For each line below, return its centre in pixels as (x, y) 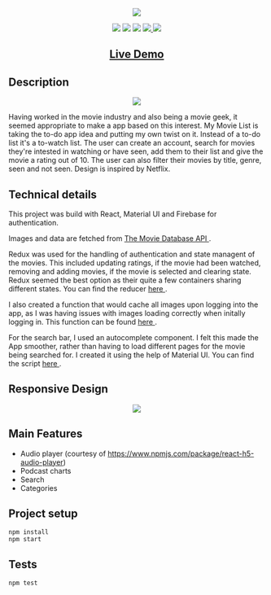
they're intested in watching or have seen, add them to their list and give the (136, 151)
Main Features (46, 434)
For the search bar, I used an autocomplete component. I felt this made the (133, 338)
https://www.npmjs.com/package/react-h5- (181, 453)
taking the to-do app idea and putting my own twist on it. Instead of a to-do (135, 134)
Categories (39, 488)
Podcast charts (46, 470)
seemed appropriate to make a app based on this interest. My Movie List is (133, 125)
